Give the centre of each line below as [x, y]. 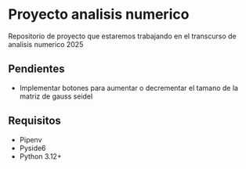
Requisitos [34, 121]
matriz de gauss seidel [56, 96]
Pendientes [36, 69]
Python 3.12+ [40, 156]
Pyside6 [33, 148]
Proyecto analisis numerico [99, 14]
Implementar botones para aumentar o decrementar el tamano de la [129, 88]
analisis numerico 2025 [46, 44]
